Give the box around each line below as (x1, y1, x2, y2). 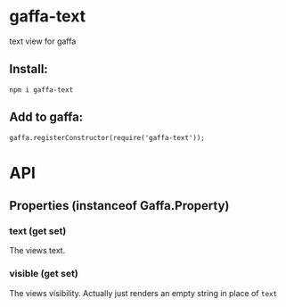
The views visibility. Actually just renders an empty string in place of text (9, 287, 278, 298)
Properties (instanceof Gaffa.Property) (9, 198, 230, 213)
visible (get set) (9, 268, 78, 280)
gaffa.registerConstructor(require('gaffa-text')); (9, 133, 205, 142)
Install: (9, 62, 49, 77)
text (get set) (9, 225, 67, 237)
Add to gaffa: (9, 110, 84, 125)
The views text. (9, 245, 66, 256)
